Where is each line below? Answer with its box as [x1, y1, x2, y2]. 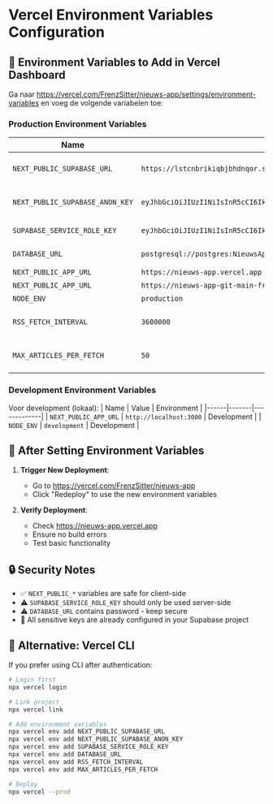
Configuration [8, 23, 106, 41]
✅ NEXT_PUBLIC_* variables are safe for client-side [19, 589, 187, 599]
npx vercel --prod [8, 788, 71, 796]
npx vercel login [8, 683, 67, 691]
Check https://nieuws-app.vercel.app [32, 521, 158, 531]
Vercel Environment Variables [8, 6, 214, 24]
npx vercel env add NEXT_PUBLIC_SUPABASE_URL [8, 728, 165, 736]
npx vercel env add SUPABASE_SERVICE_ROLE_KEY [8, 743, 169, 751]
